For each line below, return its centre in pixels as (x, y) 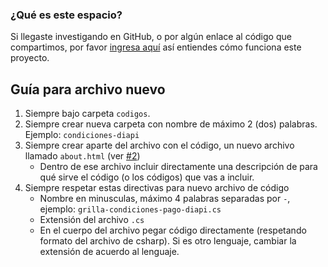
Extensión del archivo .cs (92, 220)
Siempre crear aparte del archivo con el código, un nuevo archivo (159, 145)
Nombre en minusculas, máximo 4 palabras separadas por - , (165, 199)
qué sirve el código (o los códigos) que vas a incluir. (147, 177)
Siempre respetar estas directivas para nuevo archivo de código (157, 188)
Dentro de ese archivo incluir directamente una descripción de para (178, 167)
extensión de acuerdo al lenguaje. (109, 252)
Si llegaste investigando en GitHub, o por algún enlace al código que (151, 37)
